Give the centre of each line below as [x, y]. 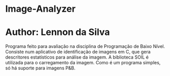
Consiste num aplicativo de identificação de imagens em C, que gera [78, 52]
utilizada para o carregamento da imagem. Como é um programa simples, [83, 63]
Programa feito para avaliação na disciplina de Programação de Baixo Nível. [85, 46]
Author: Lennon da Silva [58, 32]
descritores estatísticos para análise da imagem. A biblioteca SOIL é [77, 57]
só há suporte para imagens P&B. [40, 68]
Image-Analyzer [40, 9]
